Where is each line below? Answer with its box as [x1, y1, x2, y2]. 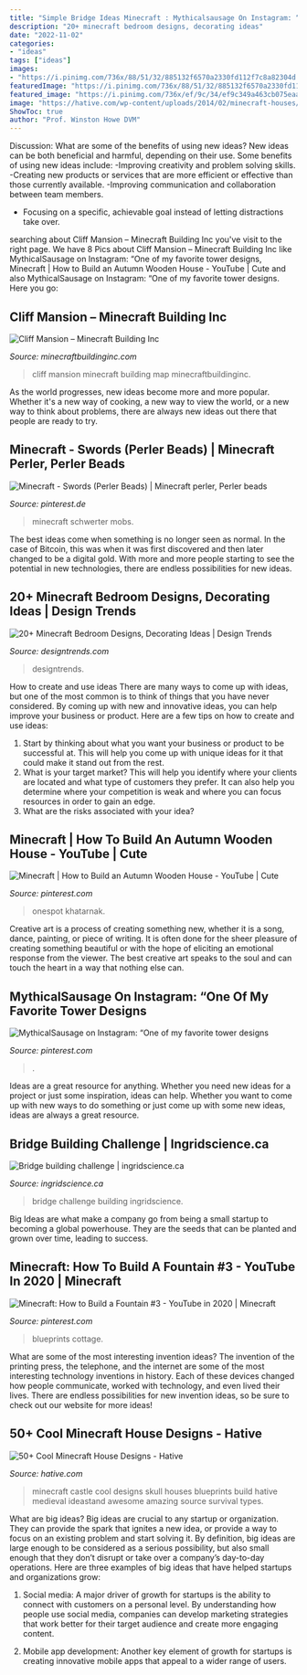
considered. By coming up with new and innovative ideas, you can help [9, 700, 278, 711]
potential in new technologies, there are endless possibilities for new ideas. [9, 563, 292, 574]
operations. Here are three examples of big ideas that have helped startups [9, 1562, 292, 1573]
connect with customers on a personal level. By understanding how [22, 1598, 277, 1609]
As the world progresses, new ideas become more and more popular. [9, 386, 270, 398]
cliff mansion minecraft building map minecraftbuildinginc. [31, 368, 251, 379]
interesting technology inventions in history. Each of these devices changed [9, 1370, 295, 1381]
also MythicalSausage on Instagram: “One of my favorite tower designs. [9, 273, 281, 284]
